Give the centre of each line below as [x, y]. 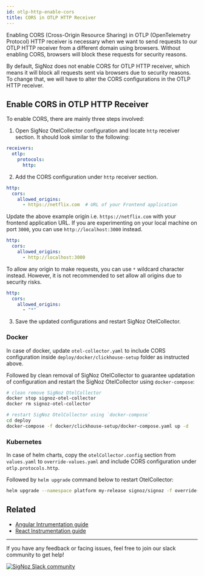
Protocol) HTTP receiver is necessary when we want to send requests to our [102, 41]
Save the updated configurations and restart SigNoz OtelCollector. [98, 322]
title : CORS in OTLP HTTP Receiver [51, 18]
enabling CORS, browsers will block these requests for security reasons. [97, 54]
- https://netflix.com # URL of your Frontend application [100, 205]
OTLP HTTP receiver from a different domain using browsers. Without [93, 48]
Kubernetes [24, 442]
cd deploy [19, 421]
